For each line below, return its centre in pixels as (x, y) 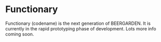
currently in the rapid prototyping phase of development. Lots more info (81, 28)
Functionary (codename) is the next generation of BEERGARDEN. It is (78, 23)
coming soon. (20, 34)
